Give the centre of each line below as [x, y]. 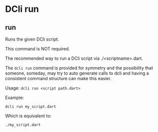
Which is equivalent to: [28, 116]
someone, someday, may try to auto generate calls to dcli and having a [77, 73]
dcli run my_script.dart [31, 107]
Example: [15, 98]
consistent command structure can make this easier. [59, 78]
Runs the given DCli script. [32, 39]
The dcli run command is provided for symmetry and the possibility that [79, 68]
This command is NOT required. [38, 49]
